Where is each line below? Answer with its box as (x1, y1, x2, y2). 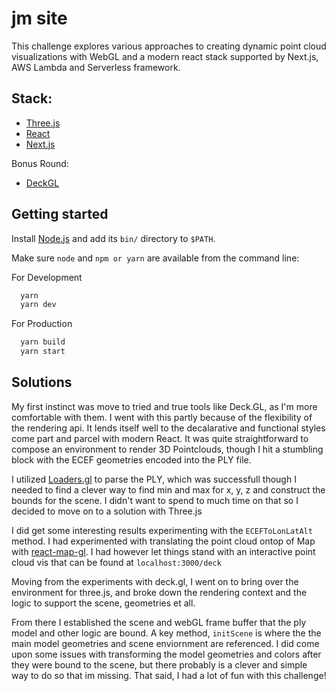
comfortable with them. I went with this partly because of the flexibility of (11, 411, 313, 423)
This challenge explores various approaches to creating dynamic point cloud (11, 40, 327, 52)
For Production (11, 318, 73, 330)
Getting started (11, 206, 109, 223)
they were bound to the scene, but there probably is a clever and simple (11, 658, 308, 671)
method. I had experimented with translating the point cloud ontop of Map (11, 535, 316, 547)
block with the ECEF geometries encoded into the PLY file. (11, 453, 252, 466)
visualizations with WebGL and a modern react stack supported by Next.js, (11, 50, 319, 62)
